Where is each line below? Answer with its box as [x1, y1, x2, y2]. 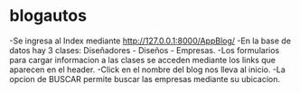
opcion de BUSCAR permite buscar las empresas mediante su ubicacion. [9, 73, 280, 84]
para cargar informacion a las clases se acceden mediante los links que [9, 54, 276, 65]
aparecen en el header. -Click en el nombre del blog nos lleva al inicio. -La [9, 64, 286, 75]
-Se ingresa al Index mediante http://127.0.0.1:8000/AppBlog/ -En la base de [9, 35, 292, 46]
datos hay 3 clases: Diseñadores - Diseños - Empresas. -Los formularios [9, 44, 280, 55]
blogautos [9, 5, 88, 26]
